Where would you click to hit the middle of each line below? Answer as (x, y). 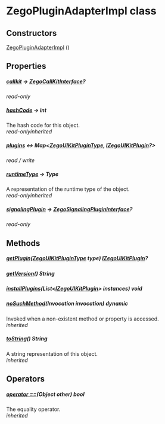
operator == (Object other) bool (45, 394)
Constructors (32, 33)
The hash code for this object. (43, 125)
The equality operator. (33, 409)
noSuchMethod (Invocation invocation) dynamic (67, 304)
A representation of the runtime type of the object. (68, 189)
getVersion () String (30, 273)
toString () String (27, 338)
